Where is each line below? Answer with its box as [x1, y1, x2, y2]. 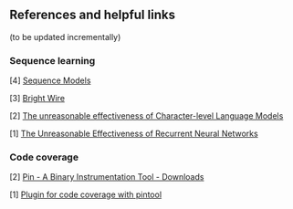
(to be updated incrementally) [9, 31, 121, 42]
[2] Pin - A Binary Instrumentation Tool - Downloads [9, 172, 204, 183]
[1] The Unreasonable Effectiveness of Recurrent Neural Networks [9, 128, 258, 140]
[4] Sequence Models [9, 75, 91, 86]
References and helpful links [9, 7, 176, 23]
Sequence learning [9, 54, 96, 67]
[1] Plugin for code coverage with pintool [9, 189, 162, 200]
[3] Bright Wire [9, 93, 66, 104]
